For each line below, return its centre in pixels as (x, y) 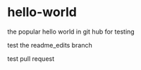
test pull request (31, 58)
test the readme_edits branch (50, 45)
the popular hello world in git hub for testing (71, 31)
